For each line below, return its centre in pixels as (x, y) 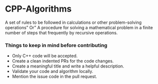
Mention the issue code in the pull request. (55, 77)
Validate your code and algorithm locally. (52, 71)
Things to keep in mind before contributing (56, 45)
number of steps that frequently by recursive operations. (61, 33)
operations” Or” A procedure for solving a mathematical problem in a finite (79, 27)
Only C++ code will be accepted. (45, 56)
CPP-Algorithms (38, 9)
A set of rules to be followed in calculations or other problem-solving (73, 22)
